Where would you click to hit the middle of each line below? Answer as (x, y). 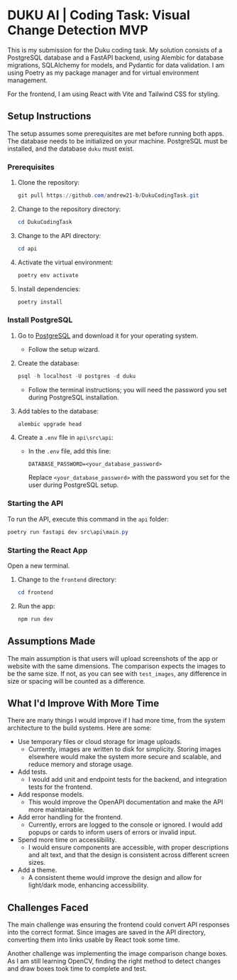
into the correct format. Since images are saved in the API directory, (106, 932)
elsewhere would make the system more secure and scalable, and (125, 757)
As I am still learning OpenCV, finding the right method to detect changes (114, 961)
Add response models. (51, 795)
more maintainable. (56, 809)
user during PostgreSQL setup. (73, 485)
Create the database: (48, 363)
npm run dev (35, 619)
